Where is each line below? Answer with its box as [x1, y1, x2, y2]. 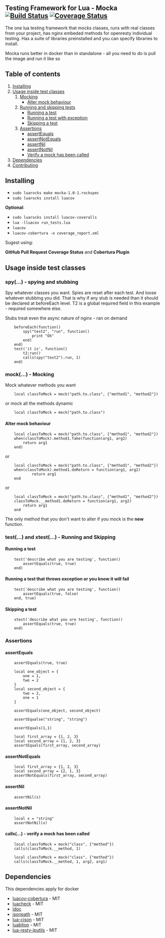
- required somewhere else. [5, 306, 62, 312]
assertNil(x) [14, 795, 41, 800]
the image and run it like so [5, 56, 60, 62]
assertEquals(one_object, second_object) [14, 708, 101, 713]
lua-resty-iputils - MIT [12, 927, 57, 933]
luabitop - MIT [12, 922, 42, 928]
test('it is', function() [14, 347, 68, 352]
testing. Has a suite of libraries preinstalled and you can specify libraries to [5, 35, 158, 41]
